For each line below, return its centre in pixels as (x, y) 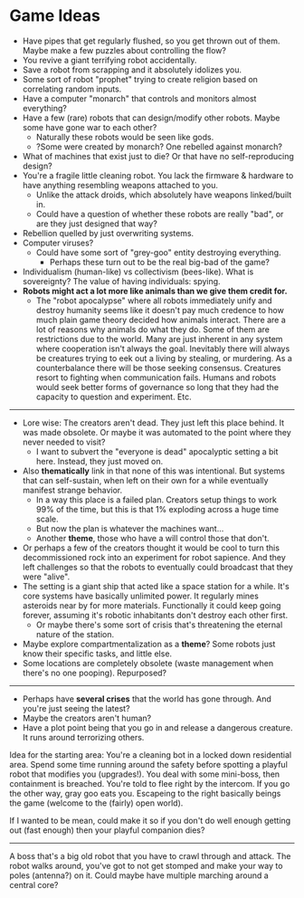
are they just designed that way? (97, 224)
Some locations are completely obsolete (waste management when (148, 663)
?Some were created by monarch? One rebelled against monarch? (159, 147)
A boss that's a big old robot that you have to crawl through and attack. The (150, 855)
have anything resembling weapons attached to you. (120, 185)
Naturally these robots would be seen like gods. (125, 137)
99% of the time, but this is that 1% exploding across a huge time (157, 509)
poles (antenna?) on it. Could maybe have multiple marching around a (139, 875)
